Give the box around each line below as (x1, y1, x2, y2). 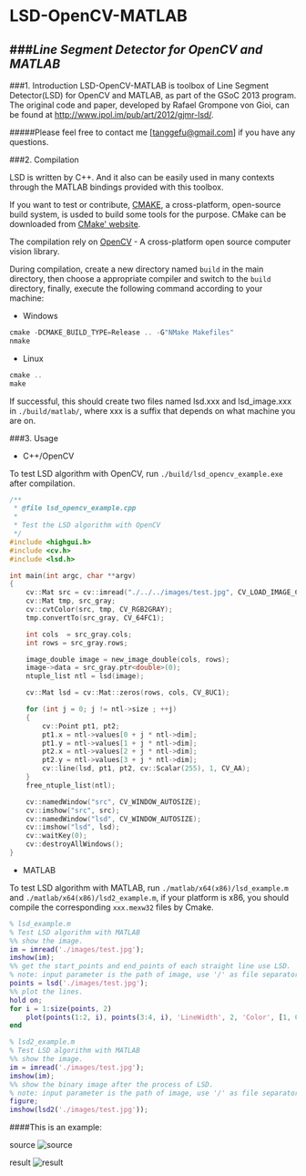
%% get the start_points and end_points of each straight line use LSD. (9, 962, 291, 971)
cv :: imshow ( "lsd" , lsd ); (25, 822, 120, 832)
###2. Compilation (9, 154, 79, 165)
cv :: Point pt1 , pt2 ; (42, 721, 120, 730)
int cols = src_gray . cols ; (25, 630, 132, 639)
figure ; (9, 1097, 39, 1106)
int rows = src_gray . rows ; (25, 638, 128, 647)
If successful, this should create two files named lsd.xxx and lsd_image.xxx (9, 396, 292, 407)
